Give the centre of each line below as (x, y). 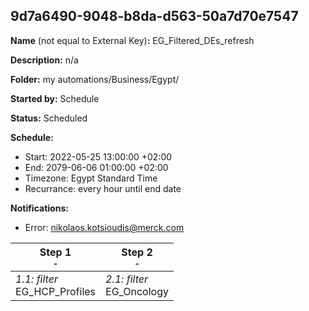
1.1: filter (36, 279)
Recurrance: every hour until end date (103, 188)
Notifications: (39, 208)
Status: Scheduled (49, 118)
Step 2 (137, 252)
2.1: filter (126, 279)
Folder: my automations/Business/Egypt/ (95, 79)
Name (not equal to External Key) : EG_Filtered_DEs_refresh (132, 40)
